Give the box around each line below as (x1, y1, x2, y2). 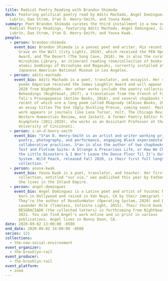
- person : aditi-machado (9, 73, 61, 78)
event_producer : (5, 254, 39, 259)
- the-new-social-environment (9, 240, 72, 245)
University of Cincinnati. (18, 124, 75, 129)
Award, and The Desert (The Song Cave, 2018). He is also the (18, 54, 151, 59)
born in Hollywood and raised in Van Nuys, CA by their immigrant (18, 193, 160, 198)
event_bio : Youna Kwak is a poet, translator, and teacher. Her (14, 170, 151, 175)
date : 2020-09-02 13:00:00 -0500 (5, 221, 75, 227)
